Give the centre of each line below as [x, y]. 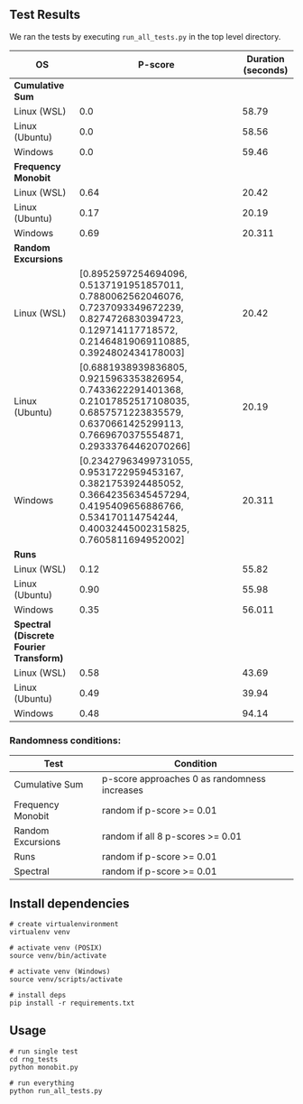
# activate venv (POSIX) [56, 948]
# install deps [38, 995]
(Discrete [34, 635]
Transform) [39, 658]
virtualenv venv [40, 932]
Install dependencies [69, 903]
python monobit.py [44, 1067]
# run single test [44, 1051]
